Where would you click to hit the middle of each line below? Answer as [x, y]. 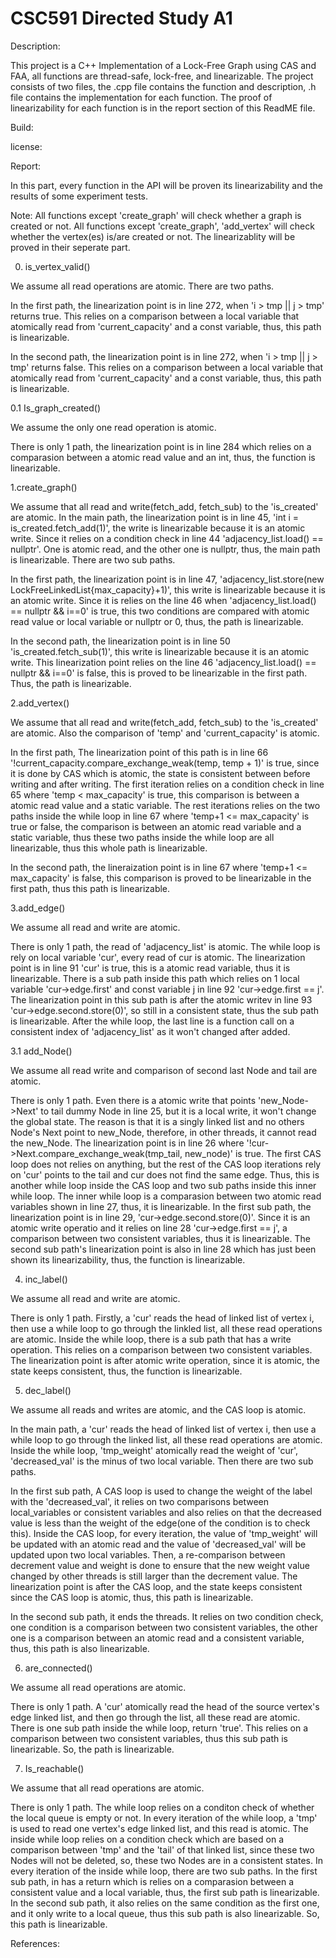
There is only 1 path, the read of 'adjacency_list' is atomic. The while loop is [165, 946]
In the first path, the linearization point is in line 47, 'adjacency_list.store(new [167, 579]
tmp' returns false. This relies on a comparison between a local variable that [167, 367]
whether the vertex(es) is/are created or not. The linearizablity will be [153, 236]
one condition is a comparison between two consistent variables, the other [164, 1627]
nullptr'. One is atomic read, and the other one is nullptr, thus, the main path [165, 549]
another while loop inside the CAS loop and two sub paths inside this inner [163, 1185]
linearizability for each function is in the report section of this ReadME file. [163, 108]
